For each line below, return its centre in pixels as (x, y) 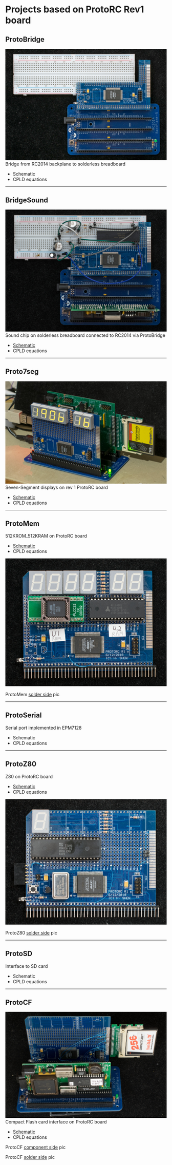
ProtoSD (19, 954)
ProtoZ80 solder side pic (31, 932)
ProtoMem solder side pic (33, 695)
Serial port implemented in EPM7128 (44, 728)
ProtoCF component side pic (35, 1147)
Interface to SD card (27, 966)
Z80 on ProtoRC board (29, 776)
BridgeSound (27, 200)
